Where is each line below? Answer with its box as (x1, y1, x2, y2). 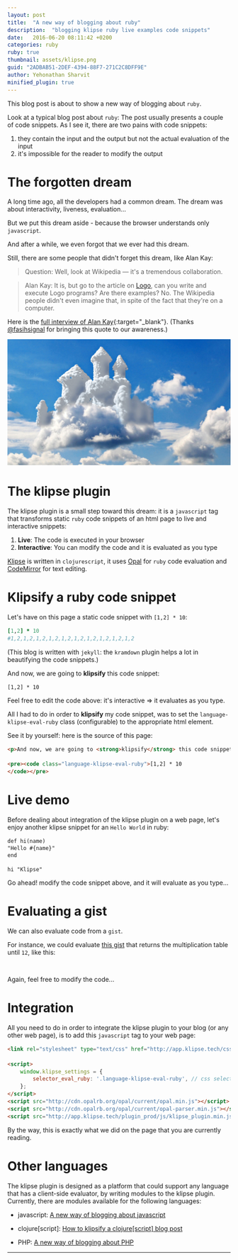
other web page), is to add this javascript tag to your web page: (7, 1031, 196, 1039)
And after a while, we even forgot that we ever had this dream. (7, 240, 189, 248)
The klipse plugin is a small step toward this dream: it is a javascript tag (7, 507, 218, 515)
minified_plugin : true (7, 79, 74, 86)
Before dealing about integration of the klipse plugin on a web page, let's (7, 816, 220, 824)
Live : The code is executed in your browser (17, 536, 145, 544)
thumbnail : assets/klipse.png (7, 57, 97, 64)
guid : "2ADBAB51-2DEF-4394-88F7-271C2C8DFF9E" (7, 64, 147, 71)
